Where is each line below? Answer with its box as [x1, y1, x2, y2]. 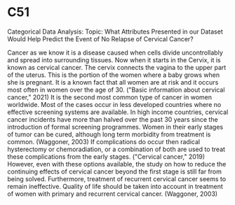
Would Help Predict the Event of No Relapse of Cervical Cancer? [7, 34, 194, 43]
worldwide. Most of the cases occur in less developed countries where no [7, 100, 222, 108]
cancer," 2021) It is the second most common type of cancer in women [7, 92, 213, 101]
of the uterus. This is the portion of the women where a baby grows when [7, 71, 220, 79]
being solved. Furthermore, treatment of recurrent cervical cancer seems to [7, 174, 227, 183]
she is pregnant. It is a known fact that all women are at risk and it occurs [7, 78, 219, 86]
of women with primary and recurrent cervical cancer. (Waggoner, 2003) [7, 190, 218, 198]
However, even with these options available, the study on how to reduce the [7, 160, 227, 168]
